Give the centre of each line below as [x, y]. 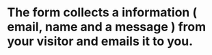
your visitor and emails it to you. [100, 41]
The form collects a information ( [102, 13]
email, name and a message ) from [107, 27]
